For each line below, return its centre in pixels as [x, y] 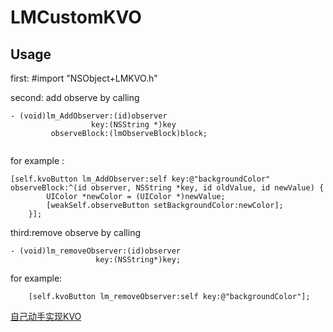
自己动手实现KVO [46, 316]
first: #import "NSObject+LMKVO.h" [84, 78]
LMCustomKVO [76, 17]
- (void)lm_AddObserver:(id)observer [89, 116]
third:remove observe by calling [76, 232]
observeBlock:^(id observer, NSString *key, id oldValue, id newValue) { [167, 188]
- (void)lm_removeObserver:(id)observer [96, 251]
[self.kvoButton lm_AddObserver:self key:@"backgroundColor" [140, 179]
